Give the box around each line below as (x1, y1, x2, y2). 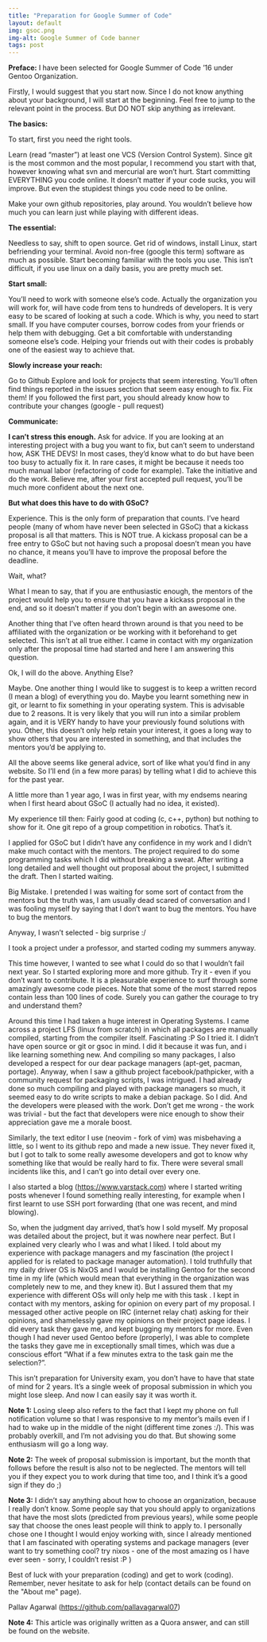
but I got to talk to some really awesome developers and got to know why (8, 1150, 249, 1160)
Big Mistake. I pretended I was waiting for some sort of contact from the (8, 887, 244, 897)
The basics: (8, 119, 48, 129)
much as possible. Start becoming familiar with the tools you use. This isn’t (8, 255, 253, 265)
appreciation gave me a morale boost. (8, 1117, 133, 1127)
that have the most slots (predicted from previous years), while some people (8, 1512, 258, 1522)
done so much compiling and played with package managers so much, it (8, 1084, 246, 1094)
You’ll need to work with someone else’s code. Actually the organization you (8, 295, 257, 304)
